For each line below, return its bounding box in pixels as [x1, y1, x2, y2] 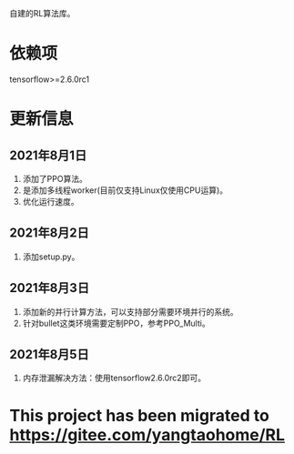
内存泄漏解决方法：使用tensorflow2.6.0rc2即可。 [22, 372, 207, 384]
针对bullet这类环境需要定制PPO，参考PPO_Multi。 [22, 318, 211, 328]
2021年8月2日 [9, 226, 89, 241]
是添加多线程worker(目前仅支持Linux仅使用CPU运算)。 [22, 185, 228, 196]
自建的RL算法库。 [9, 8, 76, 18]
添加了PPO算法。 [22, 173, 88, 184]
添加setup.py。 [22, 251, 80, 262]
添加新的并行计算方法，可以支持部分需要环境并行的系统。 [22, 306, 238, 317]
